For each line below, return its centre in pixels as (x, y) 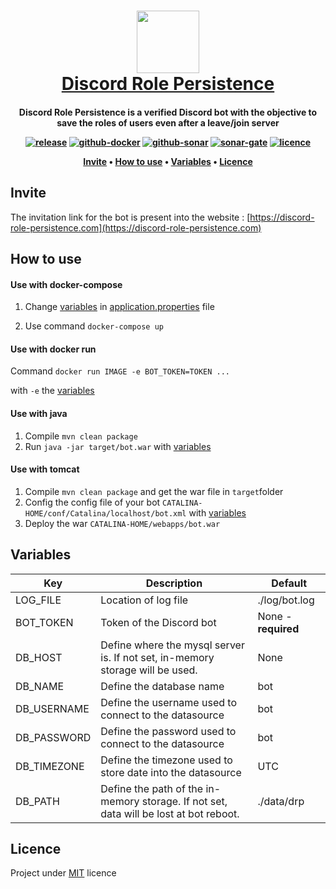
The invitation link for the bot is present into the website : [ (130, 217)
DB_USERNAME (52, 708)
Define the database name (162, 686)
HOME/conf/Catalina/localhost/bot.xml (105, 513)
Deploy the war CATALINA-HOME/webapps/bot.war (122, 523)
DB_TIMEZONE (50, 766)
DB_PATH (37, 801)
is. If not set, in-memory (157, 657)
